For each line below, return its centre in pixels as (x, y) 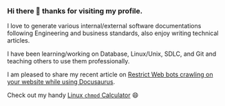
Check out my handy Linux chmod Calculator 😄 (73, 95)
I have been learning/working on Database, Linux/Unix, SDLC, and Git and (112, 54)
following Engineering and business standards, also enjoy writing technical (113, 33)
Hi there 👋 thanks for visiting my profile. (75, 11)
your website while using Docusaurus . (61, 82)
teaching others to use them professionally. (68, 61)
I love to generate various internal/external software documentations (104, 26)
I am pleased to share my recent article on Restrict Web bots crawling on (110, 74)
